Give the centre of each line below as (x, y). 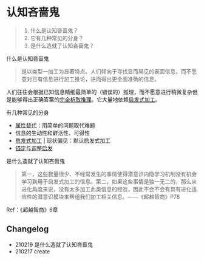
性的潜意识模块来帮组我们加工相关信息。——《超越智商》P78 (103, 197)
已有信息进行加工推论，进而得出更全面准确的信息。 (96, 79)
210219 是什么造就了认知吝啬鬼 (54, 244)
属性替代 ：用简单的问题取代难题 (55, 125)
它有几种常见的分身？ (57, 38)
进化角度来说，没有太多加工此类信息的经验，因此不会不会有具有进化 (106, 189)
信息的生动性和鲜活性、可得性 (52, 133)
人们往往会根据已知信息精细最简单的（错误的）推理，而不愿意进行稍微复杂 (99, 92)
